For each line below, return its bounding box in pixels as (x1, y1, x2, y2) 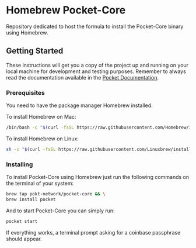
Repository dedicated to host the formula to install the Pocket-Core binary (6, 23, 184, 30)
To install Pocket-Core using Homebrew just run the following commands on (6, 174, 190, 181)
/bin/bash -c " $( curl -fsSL (6, 125, 75, 130)
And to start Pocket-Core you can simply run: (6, 207, 115, 214)
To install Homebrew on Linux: (6, 135, 79, 142)
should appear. (6, 235, 42, 242)
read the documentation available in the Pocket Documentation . (6, 74, 159, 81)
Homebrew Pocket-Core (6, 4, 126, 17)
